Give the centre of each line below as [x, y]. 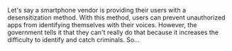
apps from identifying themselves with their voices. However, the [102, 25]
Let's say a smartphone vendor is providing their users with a [97, 10]
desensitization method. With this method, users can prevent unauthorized [116, 17]
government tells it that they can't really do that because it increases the [113, 32]
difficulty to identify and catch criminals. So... [73, 40]
